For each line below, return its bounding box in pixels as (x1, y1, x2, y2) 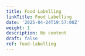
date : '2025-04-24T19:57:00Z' (6, 19, 80, 25)
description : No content (6, 30, 67, 36)
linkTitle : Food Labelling (6, 14, 72, 20)
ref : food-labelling (6, 41, 57, 47)
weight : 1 (6, 24, 30, 31)
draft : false (6, 36, 38, 41)
